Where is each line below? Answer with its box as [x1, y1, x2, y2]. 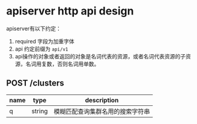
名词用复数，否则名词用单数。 [25, 60, 100, 67]
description [85, 96, 119, 104]
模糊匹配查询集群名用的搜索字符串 [53, 107, 150, 116]
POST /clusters [6, 78, 64, 88]
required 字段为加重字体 [14, 37, 74, 45]
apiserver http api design [6, 4, 134, 18]
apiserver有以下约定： [6, 25, 61, 32]
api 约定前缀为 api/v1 [14, 45, 68, 52]
